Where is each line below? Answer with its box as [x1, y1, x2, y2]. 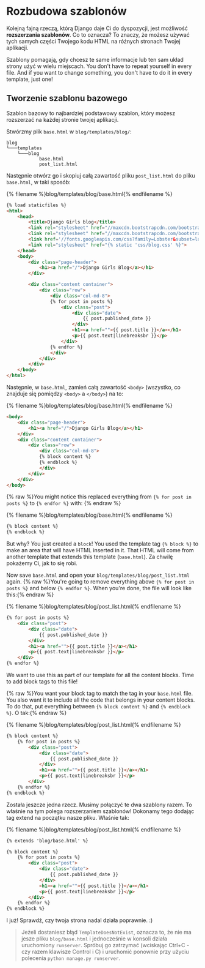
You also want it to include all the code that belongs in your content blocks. [6, 696, 195, 703]
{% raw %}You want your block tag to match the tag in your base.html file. [6, 690, 193, 697]
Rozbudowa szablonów [6, 4, 127, 18]
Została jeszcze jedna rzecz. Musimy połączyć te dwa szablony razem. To [6, 801, 192, 808]
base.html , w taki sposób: [6, 178, 71, 186]
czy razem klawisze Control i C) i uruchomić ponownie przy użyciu [21, 948, 189, 956]
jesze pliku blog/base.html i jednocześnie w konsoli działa [21, 935, 168, 942]
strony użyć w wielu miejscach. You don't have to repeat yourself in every [6, 62, 192, 70]
